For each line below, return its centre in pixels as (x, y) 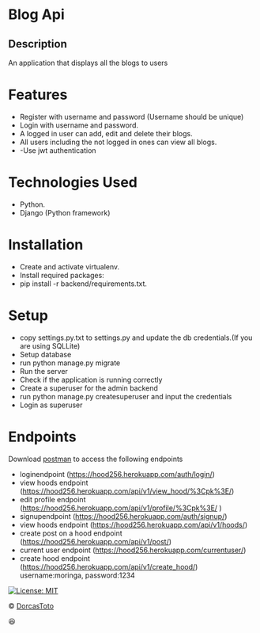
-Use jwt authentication (58, 150)
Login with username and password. (79, 125)
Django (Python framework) (65, 212)
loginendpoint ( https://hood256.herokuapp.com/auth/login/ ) (117, 474)
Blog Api (36, 15)
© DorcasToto (31, 606)
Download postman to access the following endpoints (96, 459)
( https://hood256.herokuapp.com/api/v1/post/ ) (96, 541)
